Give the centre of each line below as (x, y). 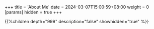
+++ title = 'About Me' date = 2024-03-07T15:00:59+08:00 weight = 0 (77, 7)
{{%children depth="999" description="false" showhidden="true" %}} (77, 22)
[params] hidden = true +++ (33, 12)
